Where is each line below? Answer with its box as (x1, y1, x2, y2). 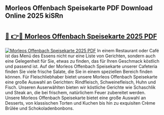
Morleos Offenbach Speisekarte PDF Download (5, 4, 153, 12)
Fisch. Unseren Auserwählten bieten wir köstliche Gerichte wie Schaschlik (5, 84, 156, 90)
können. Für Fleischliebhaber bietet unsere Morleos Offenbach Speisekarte (5, 74, 158, 79)
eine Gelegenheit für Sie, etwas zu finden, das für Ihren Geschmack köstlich (5, 58, 160, 64)
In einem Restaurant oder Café (97, 48, 159, 53)
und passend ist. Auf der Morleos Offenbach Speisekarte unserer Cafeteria (5, 64, 158, 69)
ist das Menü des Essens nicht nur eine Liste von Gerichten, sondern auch (5, 53, 156, 59)
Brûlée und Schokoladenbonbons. (5, 106, 74, 111)
